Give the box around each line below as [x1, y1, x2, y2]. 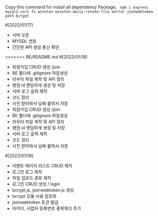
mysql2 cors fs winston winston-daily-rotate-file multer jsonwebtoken [5, 9, 153, 14]
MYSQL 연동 [12, 38, 37, 44]
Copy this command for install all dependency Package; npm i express [5, 4, 148, 10]
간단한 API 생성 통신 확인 [12, 44, 59, 50]
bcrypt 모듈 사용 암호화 [12, 193, 57, 199]
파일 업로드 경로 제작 [12, 175, 52, 180]
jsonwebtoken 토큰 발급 [12, 199, 59, 205]
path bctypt [5, 14, 29, 18]
